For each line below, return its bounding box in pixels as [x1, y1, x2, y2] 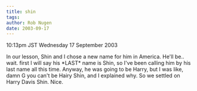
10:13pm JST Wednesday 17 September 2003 [6, 42, 118, 49]
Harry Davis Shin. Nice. [6, 79, 64, 86]
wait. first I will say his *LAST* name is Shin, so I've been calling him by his [6, 59, 191, 67]
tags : [6, 14, 20, 20]
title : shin [6, 8, 36, 15]
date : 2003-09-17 [6, 25, 50, 32]
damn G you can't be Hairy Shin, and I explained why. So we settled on [6, 72, 180, 79]
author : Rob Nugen [6, 20, 52, 26]
